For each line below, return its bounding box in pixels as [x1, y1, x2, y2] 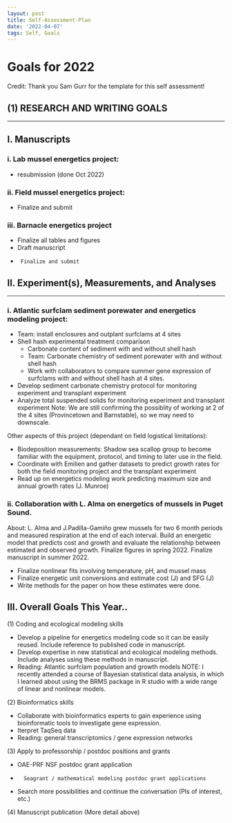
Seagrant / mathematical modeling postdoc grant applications [23, 775, 206, 782]
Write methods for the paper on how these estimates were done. [17, 581, 202, 589]
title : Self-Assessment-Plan [7, 17, 91, 24]
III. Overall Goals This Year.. [7, 602, 128, 613]
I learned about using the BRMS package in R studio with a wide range [17, 677, 217, 685]
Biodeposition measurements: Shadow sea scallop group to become [17, 445, 212, 453]
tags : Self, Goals [7, 29, 60, 37]
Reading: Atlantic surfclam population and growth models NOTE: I [17, 662, 204, 671]
